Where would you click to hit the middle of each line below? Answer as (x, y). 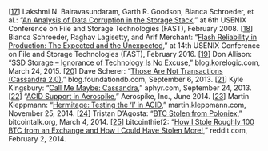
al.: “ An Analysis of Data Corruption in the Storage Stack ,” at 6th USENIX (128, 20)
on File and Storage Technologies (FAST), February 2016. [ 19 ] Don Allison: (130, 54)
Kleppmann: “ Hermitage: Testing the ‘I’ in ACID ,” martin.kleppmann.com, (127, 105)
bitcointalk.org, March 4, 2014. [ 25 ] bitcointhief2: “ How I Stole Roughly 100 (131, 122)
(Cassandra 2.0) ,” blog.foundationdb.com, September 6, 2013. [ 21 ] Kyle (126, 79)
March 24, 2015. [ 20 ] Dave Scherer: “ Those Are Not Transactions (116, 71)
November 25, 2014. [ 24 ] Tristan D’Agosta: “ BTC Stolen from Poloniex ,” (125, 113)
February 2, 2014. (37, 139)
